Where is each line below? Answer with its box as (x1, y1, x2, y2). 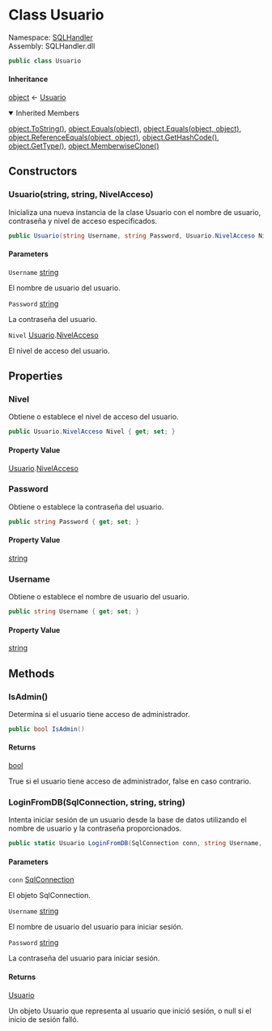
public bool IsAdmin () (8, 724, 85, 733)
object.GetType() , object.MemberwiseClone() (8, 141, 159, 151)
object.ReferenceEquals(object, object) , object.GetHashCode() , (8, 132, 220, 143)
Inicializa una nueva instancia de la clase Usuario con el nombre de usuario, (8, 207, 261, 217)
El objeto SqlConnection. (8, 891, 91, 900)
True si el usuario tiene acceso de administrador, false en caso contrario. (8, 776, 252, 786)
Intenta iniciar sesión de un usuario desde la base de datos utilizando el (8, 815, 247, 825)
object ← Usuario (8, 92, 66, 102)
